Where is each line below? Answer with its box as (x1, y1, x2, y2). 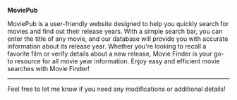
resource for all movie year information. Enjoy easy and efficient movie (14, 57, 220, 65)
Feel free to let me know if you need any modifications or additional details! (7, 85, 226, 93)
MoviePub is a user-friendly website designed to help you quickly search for (7, 20, 229, 27)
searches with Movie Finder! (7, 65, 90, 73)
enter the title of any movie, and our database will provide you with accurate (7, 35, 229, 43)
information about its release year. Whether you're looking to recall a (7, 42, 207, 50)
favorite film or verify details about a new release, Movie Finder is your (7, 49, 213, 58)
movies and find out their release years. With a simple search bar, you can (7, 27, 223, 35)
